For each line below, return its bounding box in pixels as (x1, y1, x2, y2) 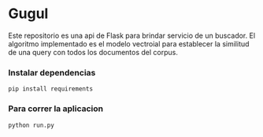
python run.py (8, 121, 55, 129)
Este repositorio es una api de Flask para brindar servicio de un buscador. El (8, 31, 256, 40)
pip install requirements (8, 85, 93, 93)
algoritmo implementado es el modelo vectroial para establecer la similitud (8, 39, 250, 48)
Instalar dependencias (8, 67, 96, 78)
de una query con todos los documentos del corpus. (8, 47, 179, 57)
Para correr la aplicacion (8, 103, 104, 114)
